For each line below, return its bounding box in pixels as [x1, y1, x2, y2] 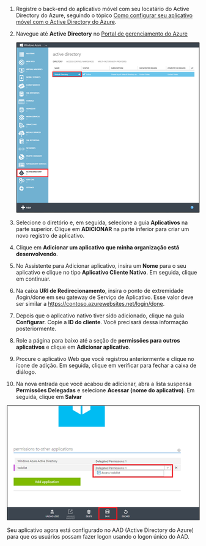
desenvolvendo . [15, 251, 58, 258]
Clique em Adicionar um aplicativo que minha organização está [15, 244, 180, 251]
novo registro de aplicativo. [15, 232, 85, 240]
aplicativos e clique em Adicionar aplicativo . [15, 343, 131, 351]
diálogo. [15, 368, 37, 376]
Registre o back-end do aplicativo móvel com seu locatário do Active [15, 6, 189, 12]
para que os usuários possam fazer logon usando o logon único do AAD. [7, 533, 190, 540]
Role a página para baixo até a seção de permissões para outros [15, 337, 180, 344]
